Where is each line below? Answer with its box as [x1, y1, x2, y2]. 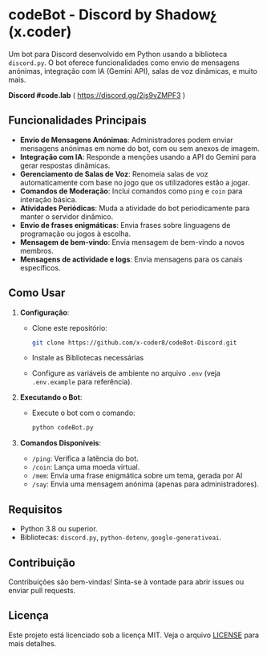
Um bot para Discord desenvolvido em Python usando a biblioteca [8, 49, 228, 59]
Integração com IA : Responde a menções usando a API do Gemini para [19, 152, 257, 161]
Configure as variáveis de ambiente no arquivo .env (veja [31, 368, 220, 378]
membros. [19, 246, 54, 255]
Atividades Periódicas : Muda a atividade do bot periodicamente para [19, 203, 250, 213]
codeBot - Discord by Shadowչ [8, 6, 216, 24]
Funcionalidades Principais [8, 114, 147, 128]
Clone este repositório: [31, 323, 108, 332]
